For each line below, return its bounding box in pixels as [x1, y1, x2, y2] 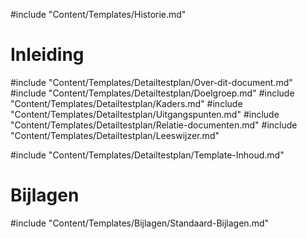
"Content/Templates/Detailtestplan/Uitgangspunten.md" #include [10, 108, 280, 120]
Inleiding [10, 44, 85, 66]
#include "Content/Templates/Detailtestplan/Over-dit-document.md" [10, 76, 293, 88]
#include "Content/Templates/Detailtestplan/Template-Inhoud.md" [10, 149, 285, 161]
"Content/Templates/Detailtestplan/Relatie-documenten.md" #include [10, 119, 298, 131]
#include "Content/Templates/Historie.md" [10, 9, 187, 20]
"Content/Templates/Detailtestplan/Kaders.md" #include [10, 97, 243, 109]
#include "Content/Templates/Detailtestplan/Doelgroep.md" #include [10, 87, 295, 99]
